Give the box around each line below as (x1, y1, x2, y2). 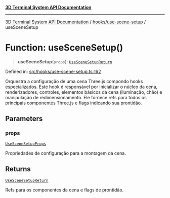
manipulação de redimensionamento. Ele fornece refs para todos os (5, 94, 147, 100)
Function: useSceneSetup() (5, 42, 123, 54)
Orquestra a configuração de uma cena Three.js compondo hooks (5, 78, 143, 84)
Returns (5, 165, 31, 174)
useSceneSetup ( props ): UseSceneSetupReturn (17, 58, 112, 65)
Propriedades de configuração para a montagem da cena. (5, 150, 126, 156)
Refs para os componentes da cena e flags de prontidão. (5, 187, 124, 193)
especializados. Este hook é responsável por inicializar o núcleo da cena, (5, 84, 158, 90)
